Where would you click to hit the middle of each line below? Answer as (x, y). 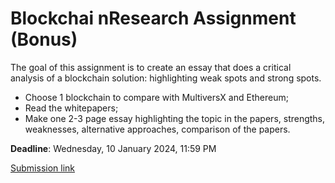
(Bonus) (44, 39)
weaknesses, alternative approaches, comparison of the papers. (157, 129)
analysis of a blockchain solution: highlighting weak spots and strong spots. (166, 78)
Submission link (42, 168)
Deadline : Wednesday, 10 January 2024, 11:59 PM (113, 148)
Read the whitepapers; (71, 108)
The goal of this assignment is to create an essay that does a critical (151, 67)
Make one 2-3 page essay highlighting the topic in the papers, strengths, (175, 118)
